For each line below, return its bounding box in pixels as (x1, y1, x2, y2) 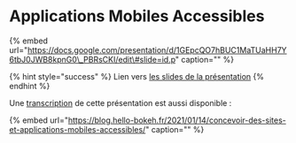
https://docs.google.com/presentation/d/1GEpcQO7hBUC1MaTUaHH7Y (27, 44, 287, 55)
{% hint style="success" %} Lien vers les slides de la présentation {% (9, 71, 264, 81)
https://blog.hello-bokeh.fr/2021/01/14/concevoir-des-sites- (67, 115, 286, 125)
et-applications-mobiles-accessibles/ (9, 124, 146, 134)
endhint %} (9, 80, 51, 91)
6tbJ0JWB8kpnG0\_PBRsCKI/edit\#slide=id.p (9, 54, 175, 64)
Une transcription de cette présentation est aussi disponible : (9, 97, 232, 108)
